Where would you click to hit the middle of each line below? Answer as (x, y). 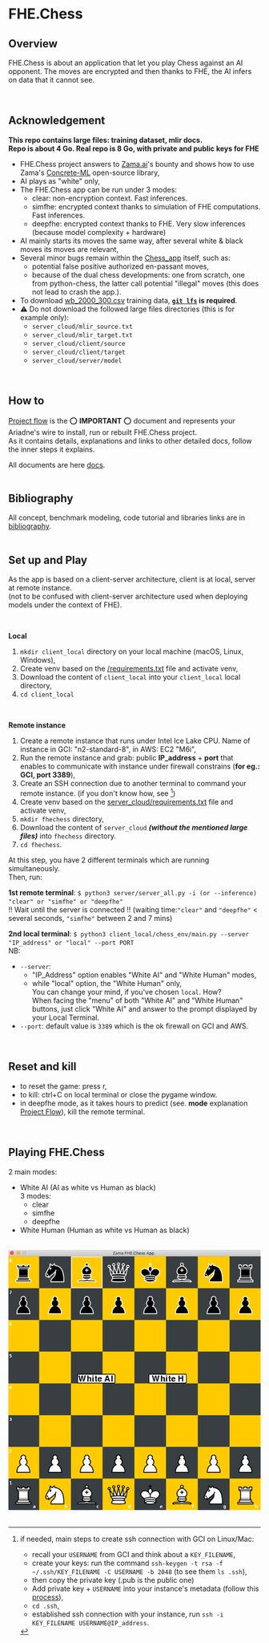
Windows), (38, 660)
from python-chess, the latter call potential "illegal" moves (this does (145, 283)
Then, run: (25, 877)
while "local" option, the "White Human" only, (107, 983)
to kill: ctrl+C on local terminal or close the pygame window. (118, 1094)
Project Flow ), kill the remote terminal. (82, 1111)
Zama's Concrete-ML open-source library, (90, 172)
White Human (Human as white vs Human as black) (104, 1230)
